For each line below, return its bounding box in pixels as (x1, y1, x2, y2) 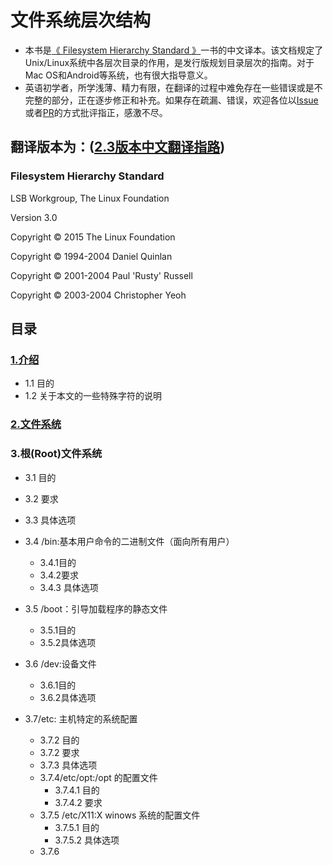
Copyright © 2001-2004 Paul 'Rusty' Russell (10, 269, 193, 281)
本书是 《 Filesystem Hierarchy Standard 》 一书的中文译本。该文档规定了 (24, 44, 324, 56)
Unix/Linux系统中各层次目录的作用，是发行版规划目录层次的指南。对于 (24, 56, 315, 68)
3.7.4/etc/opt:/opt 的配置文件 (39, 771, 158, 783)
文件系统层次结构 (10, 9, 152, 32)
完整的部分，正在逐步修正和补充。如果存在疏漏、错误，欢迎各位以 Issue (24, 94, 319, 106)
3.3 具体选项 (24, 514, 77, 526)
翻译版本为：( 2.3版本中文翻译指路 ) (10, 139, 226, 156)
